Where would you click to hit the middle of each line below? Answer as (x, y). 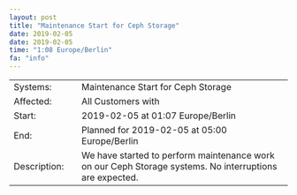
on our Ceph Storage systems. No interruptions (179, 166)
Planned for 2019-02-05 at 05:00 (154, 130)
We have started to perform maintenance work (178, 155)
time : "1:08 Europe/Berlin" (61, 50)
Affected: (33, 101)
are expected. (110, 177)
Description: (39, 166)
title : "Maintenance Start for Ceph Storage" (94, 26)
